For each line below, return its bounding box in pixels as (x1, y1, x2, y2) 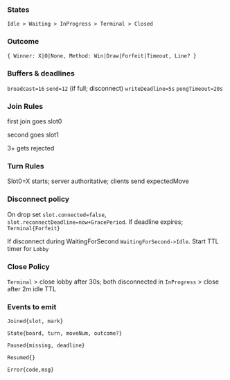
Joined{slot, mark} (7, 318, 64, 325)
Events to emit (7, 302, 57, 311)
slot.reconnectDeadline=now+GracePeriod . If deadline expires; (7, 217, 184, 226)
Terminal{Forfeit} (7, 225, 60, 232)
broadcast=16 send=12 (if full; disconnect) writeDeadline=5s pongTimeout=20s (7, 84, 223, 92)
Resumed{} (7, 354, 36, 361)
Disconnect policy (7, 194, 70, 204)
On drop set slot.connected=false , (7, 210, 107, 218)
